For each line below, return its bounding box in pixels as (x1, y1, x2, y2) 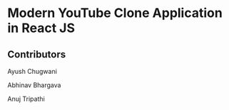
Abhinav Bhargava (7, 81, 61, 89)
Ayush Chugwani (7, 67, 57, 75)
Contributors (7, 48, 66, 60)
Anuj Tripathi (7, 94, 45, 103)
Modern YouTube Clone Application (7, 5, 223, 21)
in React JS (7, 20, 75, 36)
